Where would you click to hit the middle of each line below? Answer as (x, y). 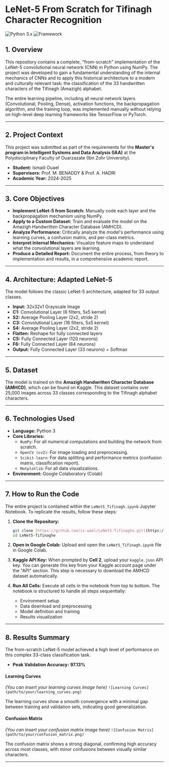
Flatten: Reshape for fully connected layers (57, 334)
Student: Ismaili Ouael (36, 168)
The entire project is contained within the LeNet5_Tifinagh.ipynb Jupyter (80, 506)
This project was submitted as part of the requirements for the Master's (80, 147)
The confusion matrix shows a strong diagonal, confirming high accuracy (81, 744)
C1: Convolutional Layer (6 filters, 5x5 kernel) (59, 312)
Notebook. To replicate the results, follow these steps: (61, 511)
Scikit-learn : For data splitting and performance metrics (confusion (91, 457)
